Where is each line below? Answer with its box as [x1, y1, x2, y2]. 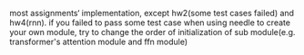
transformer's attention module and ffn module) [9, 36, 188, 47]
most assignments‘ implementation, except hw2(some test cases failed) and [9, 8, 294, 18]
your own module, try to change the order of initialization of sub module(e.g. [9, 27, 296, 37]
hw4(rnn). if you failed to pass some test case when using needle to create [9, 17, 291, 28]
